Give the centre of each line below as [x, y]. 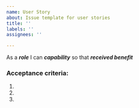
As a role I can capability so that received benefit [69, 57]
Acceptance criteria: [37, 73]
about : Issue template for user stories [59, 18]
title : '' [19, 23]
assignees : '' [24, 35]
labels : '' [20, 29]
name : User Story [28, 12]
